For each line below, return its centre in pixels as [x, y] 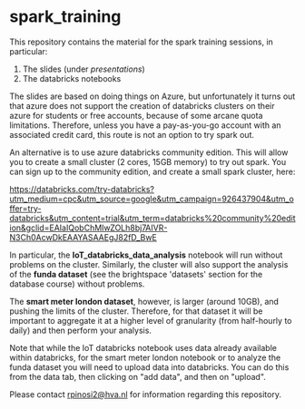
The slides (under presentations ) [84, 69]
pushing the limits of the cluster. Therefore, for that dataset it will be [136, 311]
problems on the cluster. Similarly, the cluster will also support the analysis [149, 264]
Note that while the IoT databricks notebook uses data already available [143, 347]
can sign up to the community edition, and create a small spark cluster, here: [152, 171]
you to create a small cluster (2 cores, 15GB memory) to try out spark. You [148, 161]
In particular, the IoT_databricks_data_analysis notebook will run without [146, 255]
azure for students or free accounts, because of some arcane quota [136, 115]
